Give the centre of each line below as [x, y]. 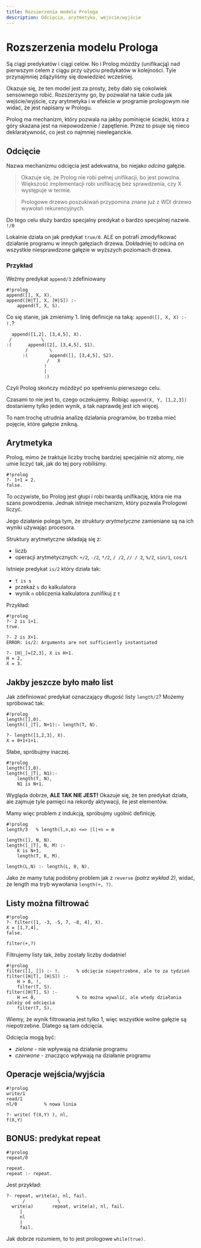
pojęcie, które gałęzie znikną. [42, 424]
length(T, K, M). [39, 856]
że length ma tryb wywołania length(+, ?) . [60, 884]
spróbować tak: [26, 703]
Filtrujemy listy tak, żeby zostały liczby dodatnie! [66, 955]
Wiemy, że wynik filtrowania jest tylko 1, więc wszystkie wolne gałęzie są [96, 1019]
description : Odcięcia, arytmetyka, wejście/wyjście [74, 18]
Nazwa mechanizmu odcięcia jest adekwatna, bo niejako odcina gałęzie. [96, 166]
